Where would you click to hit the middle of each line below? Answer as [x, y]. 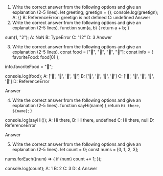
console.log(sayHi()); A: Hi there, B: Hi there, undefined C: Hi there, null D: [80, 120]
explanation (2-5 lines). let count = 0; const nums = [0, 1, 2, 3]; [75, 149]
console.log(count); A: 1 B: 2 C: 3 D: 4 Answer [51, 168]
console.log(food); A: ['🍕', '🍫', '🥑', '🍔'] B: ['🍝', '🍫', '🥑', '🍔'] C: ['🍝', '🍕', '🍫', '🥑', [80, 76]
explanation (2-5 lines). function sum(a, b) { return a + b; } [71, 28]
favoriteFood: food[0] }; [36, 57]
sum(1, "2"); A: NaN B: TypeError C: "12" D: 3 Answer [58, 37]
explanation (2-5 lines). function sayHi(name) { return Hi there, [76, 105]
